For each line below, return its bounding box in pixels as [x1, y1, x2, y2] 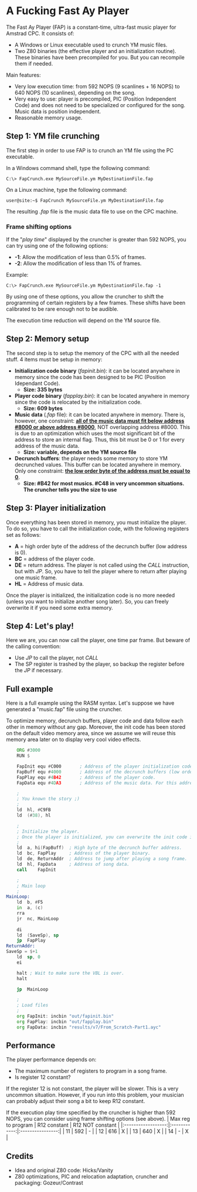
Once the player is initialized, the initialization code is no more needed [6, 592, 175, 599]
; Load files [16, 1002, 49, 1008]
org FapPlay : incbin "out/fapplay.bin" [16, 1018, 114, 1025]
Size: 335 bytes [23, 386, 63, 393]
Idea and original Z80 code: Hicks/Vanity [14, 1167, 113, 1174]
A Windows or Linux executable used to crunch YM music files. [14, 41, 168, 48]
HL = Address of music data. [14, 580, 84, 587]
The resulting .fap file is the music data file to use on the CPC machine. [6, 208, 178, 215]
